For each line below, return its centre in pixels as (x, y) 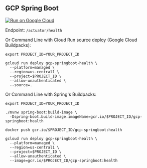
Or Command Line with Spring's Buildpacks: (51, 94)
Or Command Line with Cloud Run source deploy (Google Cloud (71, 40)
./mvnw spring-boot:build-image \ (41, 112)
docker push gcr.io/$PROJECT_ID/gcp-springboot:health (64, 130)
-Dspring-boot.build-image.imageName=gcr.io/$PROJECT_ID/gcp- (76, 117)
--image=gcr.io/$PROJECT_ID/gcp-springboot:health (64, 160)
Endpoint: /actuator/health (34, 30)
